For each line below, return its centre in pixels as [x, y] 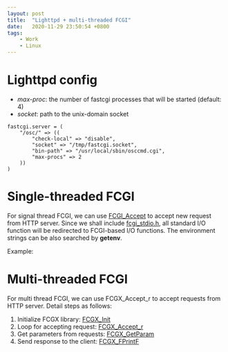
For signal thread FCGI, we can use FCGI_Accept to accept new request [110, 215]
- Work [29, 39]
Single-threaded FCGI [71, 196]
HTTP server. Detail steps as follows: [60, 306]
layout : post [26, 14]
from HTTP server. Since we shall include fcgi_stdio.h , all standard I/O [106, 223]
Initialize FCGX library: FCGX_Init [64, 319]
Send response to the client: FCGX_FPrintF [78, 341]
